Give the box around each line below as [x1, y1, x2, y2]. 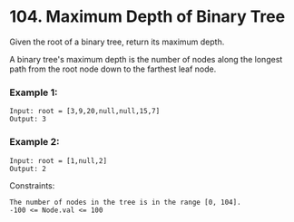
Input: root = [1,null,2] [9, 156, 107, 165]
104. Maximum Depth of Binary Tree [9, 6, 286, 27]
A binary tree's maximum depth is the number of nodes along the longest [9, 53, 283, 64]
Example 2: [9, 136, 60, 149]
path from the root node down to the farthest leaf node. [9, 63, 217, 74]
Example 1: [9, 86, 58, 99]
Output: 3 [9, 115, 47, 124]
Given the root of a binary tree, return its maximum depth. [9, 36, 225, 47]
